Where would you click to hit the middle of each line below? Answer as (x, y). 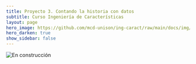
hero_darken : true (28, 33)
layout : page (22, 22)
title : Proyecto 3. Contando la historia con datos (70, 11)
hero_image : (20, 28)
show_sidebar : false (31, 38)
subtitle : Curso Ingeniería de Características (65, 17)
